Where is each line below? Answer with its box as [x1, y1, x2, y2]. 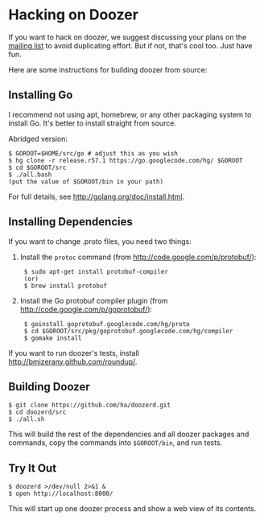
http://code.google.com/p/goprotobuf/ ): [19, 304, 153, 314]
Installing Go [8, 89, 73, 102]
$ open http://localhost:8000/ [8, 489, 113, 498]
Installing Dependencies [8, 215, 133, 229]
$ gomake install [23, 334, 82, 342]
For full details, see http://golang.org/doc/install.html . [8, 192, 185, 201]
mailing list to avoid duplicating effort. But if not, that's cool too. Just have [8, 40, 253, 50]
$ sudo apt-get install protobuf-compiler [23, 267, 169, 275]
